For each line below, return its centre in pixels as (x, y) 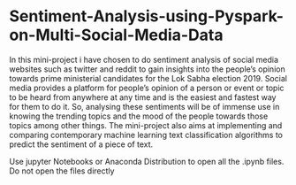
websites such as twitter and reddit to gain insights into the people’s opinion (147, 69)
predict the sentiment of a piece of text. (81, 144)
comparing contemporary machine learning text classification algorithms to (146, 135)
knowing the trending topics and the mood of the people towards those (139, 116)
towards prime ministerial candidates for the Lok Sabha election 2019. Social (148, 78)
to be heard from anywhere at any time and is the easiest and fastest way (143, 97)
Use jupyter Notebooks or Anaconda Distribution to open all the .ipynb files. (147, 161)
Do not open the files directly (62, 171)
